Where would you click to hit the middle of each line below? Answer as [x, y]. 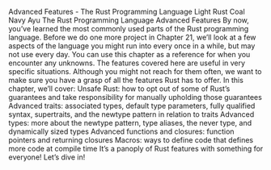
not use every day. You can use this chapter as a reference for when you [129, 54]
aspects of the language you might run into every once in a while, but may [132, 46]
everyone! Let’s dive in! [47, 157]
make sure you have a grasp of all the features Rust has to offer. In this [126, 80]
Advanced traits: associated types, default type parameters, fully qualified [132, 106]
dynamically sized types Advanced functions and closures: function [121, 131]
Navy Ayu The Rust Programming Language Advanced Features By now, [129, 20]
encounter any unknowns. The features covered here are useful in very [127, 63]
